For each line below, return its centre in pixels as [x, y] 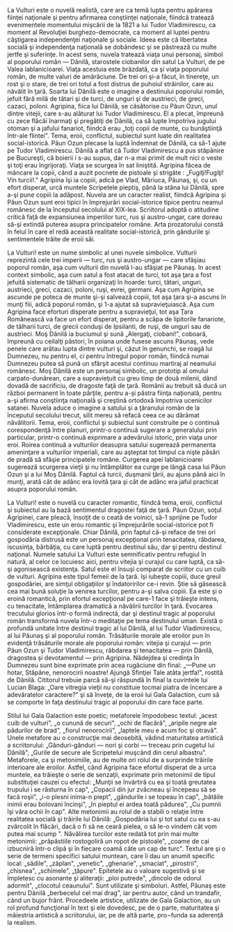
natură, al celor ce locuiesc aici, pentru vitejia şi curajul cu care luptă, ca [111, 562]
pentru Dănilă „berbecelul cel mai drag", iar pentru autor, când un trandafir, [114, 893]
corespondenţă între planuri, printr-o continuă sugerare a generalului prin [112, 430]
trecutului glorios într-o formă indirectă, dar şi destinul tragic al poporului [111, 613]
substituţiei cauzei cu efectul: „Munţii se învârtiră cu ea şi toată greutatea [112, 782]
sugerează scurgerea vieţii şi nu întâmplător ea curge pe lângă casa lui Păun [116, 467]
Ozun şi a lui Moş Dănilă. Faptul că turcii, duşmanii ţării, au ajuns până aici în [116, 474]
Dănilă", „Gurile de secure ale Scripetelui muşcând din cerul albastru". [107, 753]
